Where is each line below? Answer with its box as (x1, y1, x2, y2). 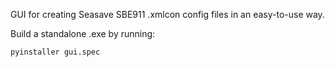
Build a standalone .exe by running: (10, 28, 156, 39)
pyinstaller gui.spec (10, 47, 101, 57)
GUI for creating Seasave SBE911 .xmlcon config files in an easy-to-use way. (10, 9, 325, 20)
